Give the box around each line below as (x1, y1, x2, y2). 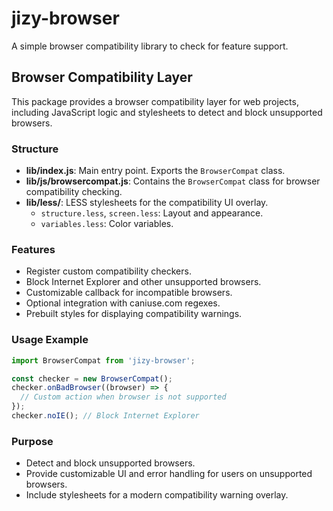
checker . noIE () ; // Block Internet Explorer (11, 411, 200, 421)
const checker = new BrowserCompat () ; (11, 373, 173, 384)
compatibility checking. (25, 186, 123, 198)
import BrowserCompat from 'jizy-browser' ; (11, 355, 196, 366)
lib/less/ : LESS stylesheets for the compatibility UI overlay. (25, 197, 269, 209)
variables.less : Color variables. (40, 218, 174, 230)
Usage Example (11, 333, 89, 347)
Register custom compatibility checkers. (25, 265, 192, 277)
